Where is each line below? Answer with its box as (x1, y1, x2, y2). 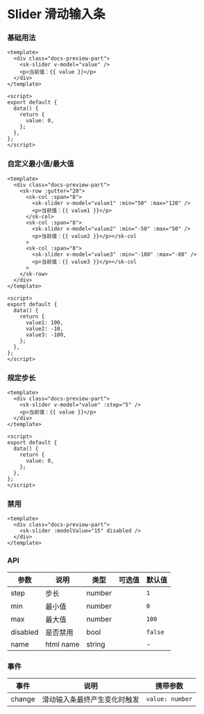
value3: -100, (25, 331, 67, 338)
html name (44, 639, 80, 649)
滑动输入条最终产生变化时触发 (42, 695, 140, 704)
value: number (146, 695, 193, 703)
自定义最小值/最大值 (7, 159, 74, 169)
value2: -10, (25, 325, 64, 332)
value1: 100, (25, 319, 64, 326)
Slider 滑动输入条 (7, 6, 105, 22)
